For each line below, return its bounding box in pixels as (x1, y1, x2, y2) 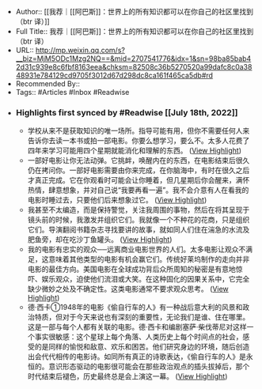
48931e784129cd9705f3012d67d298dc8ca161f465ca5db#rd (15, 70, 214, 80)
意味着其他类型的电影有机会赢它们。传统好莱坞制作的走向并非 (48, 255, 250, 264)
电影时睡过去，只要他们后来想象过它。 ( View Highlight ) (27, 195, 207, 205)
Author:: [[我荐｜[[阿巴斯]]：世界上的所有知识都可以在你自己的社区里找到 (15, 7, 253, 16)
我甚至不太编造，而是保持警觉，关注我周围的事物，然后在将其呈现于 (27, 205, 250, 215)
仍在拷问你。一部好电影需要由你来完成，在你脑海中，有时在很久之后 (27, 165, 250, 176)
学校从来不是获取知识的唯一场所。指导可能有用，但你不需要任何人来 (27, 126, 250, 136)
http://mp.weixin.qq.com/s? (35, 46, 125, 55)
